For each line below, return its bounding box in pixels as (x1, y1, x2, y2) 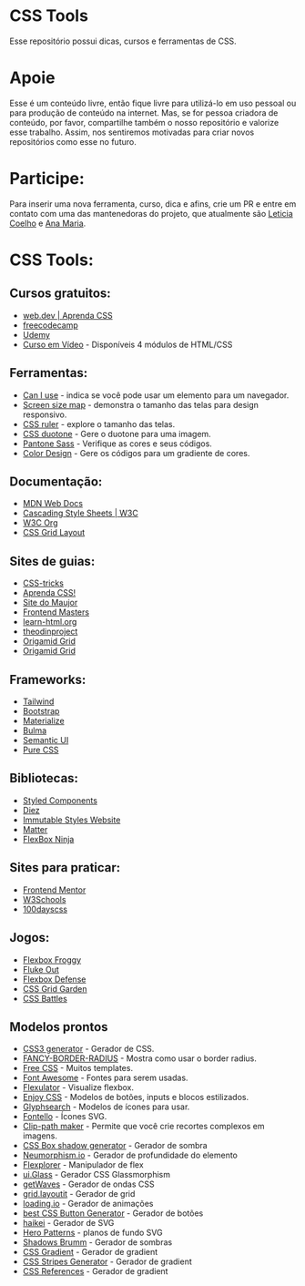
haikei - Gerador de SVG (22, 1218, 115, 1229)
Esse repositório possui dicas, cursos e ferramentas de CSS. (9, 36, 237, 46)
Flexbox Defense (22, 974, 86, 985)
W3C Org (22, 517, 58, 528)
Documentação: (9, 475, 103, 490)
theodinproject (22, 626, 78, 638)
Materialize (22, 716, 66, 727)
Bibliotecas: (9, 771, 79, 786)
